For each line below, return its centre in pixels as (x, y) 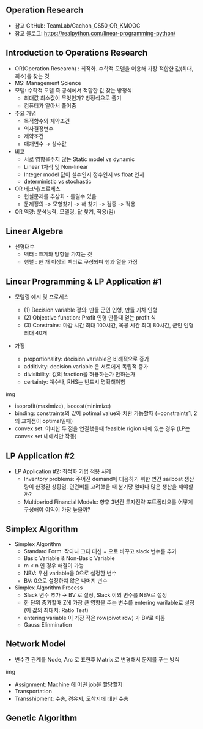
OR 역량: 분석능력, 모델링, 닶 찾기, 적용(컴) (65, 211)
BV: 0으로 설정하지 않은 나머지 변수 (65, 580)
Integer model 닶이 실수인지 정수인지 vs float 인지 (84, 174)
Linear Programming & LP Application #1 (84, 281)
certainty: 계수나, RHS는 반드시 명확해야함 (75, 382)
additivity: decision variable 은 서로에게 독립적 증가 (86, 367)
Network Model (36, 644)
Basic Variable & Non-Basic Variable (69, 558)
